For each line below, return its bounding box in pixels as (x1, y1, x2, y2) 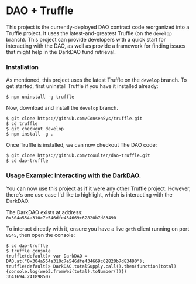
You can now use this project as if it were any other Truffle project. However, (6, 185, 191, 192)
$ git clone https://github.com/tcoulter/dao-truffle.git (6, 153, 150, 159)
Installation (6, 63, 39, 71)
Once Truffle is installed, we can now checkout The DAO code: (6, 141, 157, 148)
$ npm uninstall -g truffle (6, 94, 75, 100)
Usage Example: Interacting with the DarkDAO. (6, 171, 142, 180)
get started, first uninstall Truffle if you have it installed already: (6, 83, 159, 90)
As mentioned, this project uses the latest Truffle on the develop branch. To (6, 76, 187, 83)
